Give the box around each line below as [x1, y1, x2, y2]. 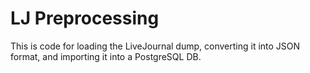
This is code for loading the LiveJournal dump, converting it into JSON [10, 40, 301, 52]
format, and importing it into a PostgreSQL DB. [10, 50, 202, 62]
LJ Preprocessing [10, 7, 160, 30]
